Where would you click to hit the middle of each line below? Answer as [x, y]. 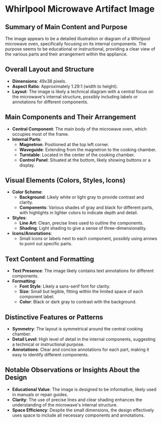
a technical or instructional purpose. [48, 345]
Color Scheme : [27, 192]
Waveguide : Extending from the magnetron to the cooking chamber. [88, 149]
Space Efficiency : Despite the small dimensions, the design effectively [83, 410]
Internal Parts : [27, 139]
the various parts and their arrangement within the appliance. [66, 54]
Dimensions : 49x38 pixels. [39, 81]
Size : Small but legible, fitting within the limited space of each [81, 292]
